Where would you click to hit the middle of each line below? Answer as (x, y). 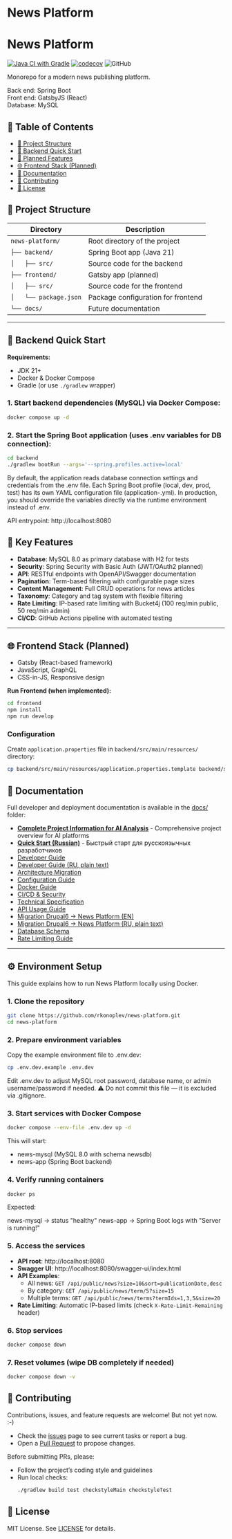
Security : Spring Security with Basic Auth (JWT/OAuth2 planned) (110, 566)
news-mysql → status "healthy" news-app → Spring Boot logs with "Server (114, 1221)
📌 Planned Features (45, 158)
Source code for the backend (135, 263)
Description (145, 229)
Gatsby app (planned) (123, 275)
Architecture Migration (49, 873)
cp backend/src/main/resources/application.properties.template (101, 769)
